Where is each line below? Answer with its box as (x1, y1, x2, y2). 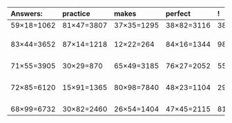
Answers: (10, 9, 43, 18)
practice (61, 9, 90, 18)
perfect (165, 9, 191, 18)
